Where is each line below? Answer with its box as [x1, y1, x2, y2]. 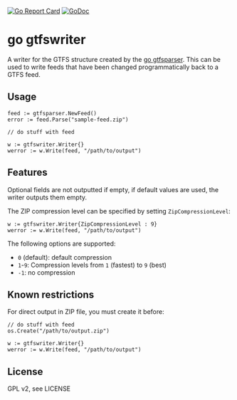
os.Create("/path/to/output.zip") [7, 327, 110, 335]
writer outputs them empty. [7, 193, 88, 201]
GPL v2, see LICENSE [7, 384, 71, 393]
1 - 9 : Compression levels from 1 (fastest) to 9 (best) [17, 260, 167, 269]
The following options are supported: [7, 239, 116, 248]
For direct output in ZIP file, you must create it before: [7, 307, 165, 316]
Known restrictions [7, 288, 95, 300]
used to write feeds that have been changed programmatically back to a [7, 63, 219, 71]
